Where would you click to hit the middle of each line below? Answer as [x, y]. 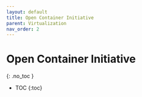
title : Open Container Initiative [50, 18]
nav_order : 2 [23, 29]
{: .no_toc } [20, 76]
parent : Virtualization [37, 23]
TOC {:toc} [29, 88]
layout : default [27, 12]
